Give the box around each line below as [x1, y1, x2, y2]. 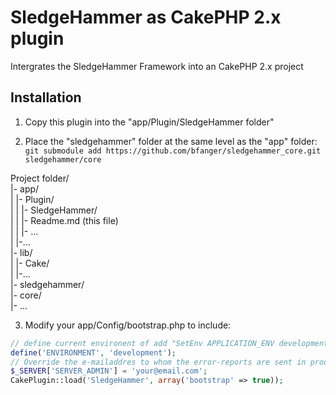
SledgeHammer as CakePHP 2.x [10, 6, 282, 29]
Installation [10, 89, 82, 106]
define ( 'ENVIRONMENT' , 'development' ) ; [10, 347, 177, 358]
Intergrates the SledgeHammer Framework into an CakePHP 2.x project [10, 60, 304, 72]
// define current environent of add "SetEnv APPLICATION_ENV [10, 338, 275, 348]
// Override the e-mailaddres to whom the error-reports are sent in [10, 357, 307, 367]
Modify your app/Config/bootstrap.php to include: [24, 319, 232, 331]
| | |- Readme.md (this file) [10, 214, 119, 226]
